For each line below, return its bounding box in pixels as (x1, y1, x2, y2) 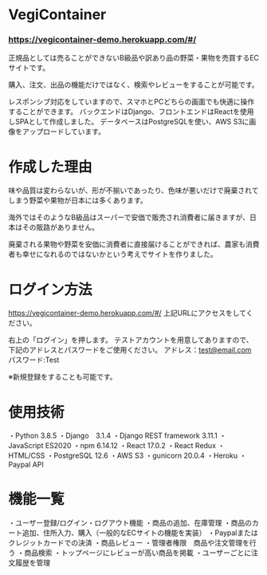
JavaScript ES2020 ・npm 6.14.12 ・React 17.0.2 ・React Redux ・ (8, 441, 226, 451)
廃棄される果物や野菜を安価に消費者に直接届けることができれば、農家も (8, 239, 245, 249)
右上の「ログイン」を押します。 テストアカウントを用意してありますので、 (8, 335, 253, 345)
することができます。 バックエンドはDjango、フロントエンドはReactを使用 (8, 107, 254, 116)
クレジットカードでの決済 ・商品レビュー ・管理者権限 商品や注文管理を (8, 538, 249, 548)
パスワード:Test (8, 355, 60, 364)
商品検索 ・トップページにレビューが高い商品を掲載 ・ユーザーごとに (23, 548, 252, 557)
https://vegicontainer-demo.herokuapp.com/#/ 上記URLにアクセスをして (8, 309, 247, 318)
